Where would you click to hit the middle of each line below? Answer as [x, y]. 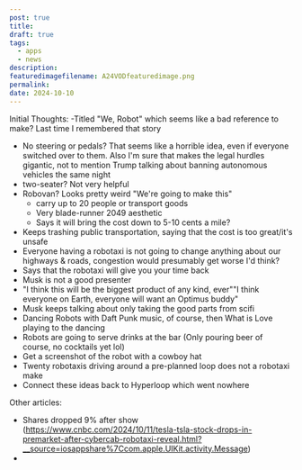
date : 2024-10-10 [42, 93]
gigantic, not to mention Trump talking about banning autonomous [145, 165]
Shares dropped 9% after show [80, 420]
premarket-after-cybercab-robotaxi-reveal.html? [112, 438]
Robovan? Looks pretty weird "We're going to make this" [127, 194]
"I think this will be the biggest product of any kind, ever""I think [141, 289]
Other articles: [36, 402]
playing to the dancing [64, 327]
